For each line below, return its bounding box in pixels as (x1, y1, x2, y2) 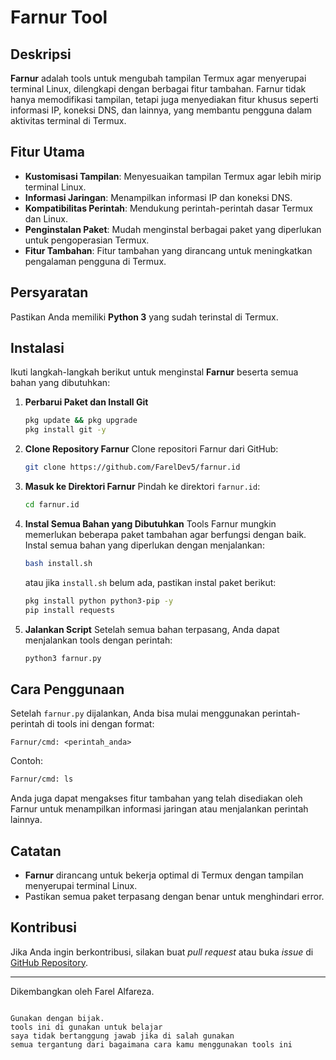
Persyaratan (10, 284, 89, 301)
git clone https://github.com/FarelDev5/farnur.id (24, 462, 241, 473)
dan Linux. (24, 212, 68, 225)
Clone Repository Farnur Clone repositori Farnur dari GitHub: (24, 443, 279, 455)
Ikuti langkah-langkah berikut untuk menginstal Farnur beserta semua (10, 366, 299, 378)
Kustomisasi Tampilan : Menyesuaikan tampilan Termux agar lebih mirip (24, 170, 322, 182)
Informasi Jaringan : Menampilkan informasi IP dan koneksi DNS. (24, 191, 293, 203)
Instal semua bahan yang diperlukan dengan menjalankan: (24, 539, 265, 551)
